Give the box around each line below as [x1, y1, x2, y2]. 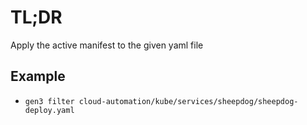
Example [10, 68, 66, 85]
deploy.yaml [24, 105, 75, 115]
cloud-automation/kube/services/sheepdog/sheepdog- [78, 96, 299, 106]
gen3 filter [24, 96, 75, 106]
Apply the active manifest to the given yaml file [10, 39, 204, 51]
